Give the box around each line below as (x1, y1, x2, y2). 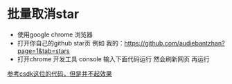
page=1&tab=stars (17, 46, 70, 55)
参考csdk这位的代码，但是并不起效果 (7, 70, 112, 78)
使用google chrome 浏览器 (17, 30, 93, 39)
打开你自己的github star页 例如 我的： (17, 39, 125, 47)
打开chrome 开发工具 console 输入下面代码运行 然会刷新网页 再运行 (17, 54, 210, 63)
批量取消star (7, 6, 80, 22)
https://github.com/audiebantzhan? (124, 39, 225, 47)
